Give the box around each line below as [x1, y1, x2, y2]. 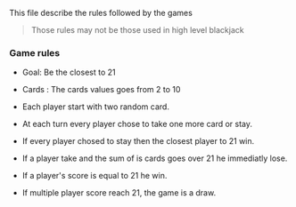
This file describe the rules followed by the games [9, 8, 193, 18]
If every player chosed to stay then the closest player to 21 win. [21, 136, 255, 147]
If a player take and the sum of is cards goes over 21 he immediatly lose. [21, 153, 288, 163]
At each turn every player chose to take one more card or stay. [21, 119, 252, 130]
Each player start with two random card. [21, 101, 169, 112]
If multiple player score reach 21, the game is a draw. [21, 187, 217, 198]
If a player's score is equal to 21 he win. [21, 171, 168, 181]
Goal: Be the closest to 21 [21, 67, 116, 78]
